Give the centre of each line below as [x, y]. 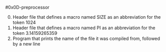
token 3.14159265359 [35, 33]
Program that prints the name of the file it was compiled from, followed [86, 38]
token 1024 [24, 22]
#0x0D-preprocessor [27, 7]
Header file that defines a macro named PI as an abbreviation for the [84, 28]
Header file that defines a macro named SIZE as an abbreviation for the [87, 17]
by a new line [26, 44]
